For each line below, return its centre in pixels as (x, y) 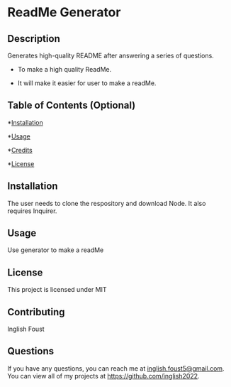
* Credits (20, 150)
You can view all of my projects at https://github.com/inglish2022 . (103, 376)
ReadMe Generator (64, 12)
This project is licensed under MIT (57, 290)
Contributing (36, 312)
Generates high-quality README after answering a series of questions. (111, 55)
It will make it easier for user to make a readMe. (87, 83)
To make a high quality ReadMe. (64, 69)
